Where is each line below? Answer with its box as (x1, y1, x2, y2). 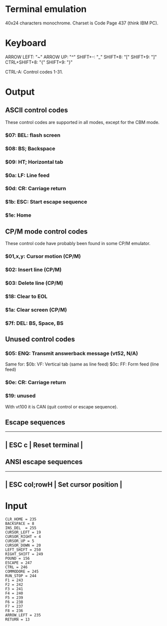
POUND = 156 (5, 556, 30, 561)
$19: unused (5, 392, 36, 399)
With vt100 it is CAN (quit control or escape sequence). (5, 403, 118, 409)
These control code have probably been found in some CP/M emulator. (5, 241, 151, 247)
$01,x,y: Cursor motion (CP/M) (5, 253, 81, 260)
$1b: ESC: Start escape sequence (5, 198, 87, 205)
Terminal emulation (5, 3, 87, 15)
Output (5, 86, 35, 98)
